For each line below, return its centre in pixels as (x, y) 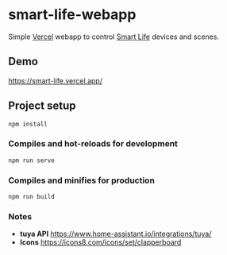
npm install (28, 124)
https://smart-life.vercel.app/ (56, 80)
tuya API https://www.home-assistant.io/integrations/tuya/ (115, 234)
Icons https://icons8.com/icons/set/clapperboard (100, 242)
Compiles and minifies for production (81, 180)
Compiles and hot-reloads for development (93, 144)
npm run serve (32, 160)
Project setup (42, 106)
